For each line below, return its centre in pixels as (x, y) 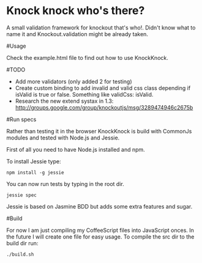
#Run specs (21, 119)
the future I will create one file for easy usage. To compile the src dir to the (100, 237)
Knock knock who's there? (76, 11)
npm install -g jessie (35, 172)
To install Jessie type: (34, 161)
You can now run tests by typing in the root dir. (65, 183)
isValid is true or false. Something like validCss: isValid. (84, 94)
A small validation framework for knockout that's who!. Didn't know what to (101, 28)
